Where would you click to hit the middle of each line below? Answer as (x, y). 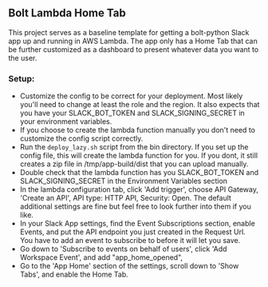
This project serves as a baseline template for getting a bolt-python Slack (129, 32)
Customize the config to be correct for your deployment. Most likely (131, 96)
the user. (23, 58)
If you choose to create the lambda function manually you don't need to (137, 130)
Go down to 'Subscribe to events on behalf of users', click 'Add (123, 249)
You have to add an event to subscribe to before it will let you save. (130, 241)
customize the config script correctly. (81, 138)
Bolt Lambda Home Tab (67, 13)
